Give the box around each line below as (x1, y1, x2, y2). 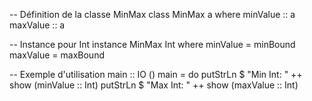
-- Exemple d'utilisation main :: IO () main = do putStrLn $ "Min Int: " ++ (9, 69, 303, 80)
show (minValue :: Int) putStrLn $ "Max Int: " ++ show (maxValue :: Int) (9, 79, 299, 91)
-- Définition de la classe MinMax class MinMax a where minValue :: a (9, 9, 296, 20)
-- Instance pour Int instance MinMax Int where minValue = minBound (9, 39, 296, 50)
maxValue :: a (9, 19, 66, 31)
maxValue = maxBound (9, 49, 105, 61)
